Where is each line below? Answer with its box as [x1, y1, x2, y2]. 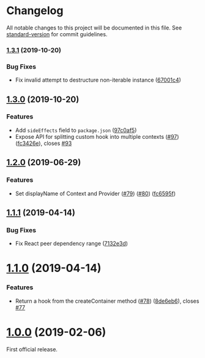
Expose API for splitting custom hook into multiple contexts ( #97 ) [15, 133, 179, 140]
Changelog [6, 4, 64, 18]
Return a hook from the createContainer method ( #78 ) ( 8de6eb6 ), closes [15, 297, 199, 305]
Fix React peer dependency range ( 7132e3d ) [15, 240, 129, 247]
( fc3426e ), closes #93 [15, 139, 72, 147]
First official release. [6, 345, 58, 353]
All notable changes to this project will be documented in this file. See [6, 24, 182, 31]
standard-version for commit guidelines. [6, 30, 108, 37]
